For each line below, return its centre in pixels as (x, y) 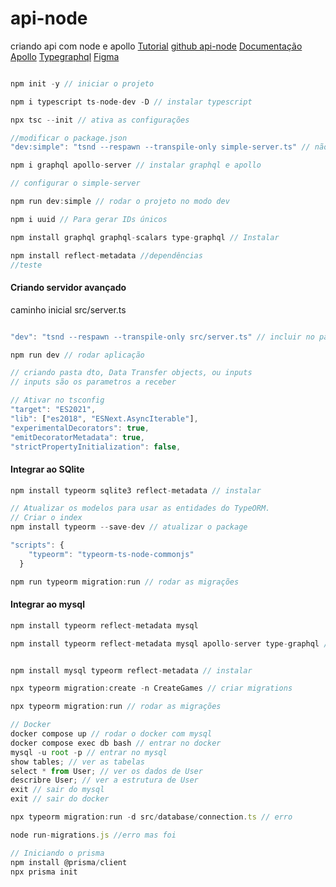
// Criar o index (46, 518)
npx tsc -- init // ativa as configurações (100, 120)
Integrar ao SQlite (47, 469)
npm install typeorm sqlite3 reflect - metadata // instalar (136, 490)
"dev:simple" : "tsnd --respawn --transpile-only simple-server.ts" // (160, 147)
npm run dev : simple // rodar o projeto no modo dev (120, 202)
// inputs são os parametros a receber (93, 382)
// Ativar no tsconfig (57, 400)
